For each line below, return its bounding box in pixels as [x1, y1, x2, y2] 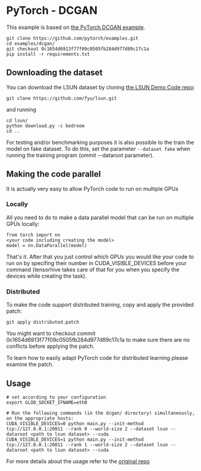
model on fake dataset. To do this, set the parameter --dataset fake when [6, 145, 191, 152]
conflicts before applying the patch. [6, 342, 95, 350]
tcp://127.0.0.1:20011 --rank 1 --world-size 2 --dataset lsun [6, 441, 169, 447]
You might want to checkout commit [6, 330, 96, 337]
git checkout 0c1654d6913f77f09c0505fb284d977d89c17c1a [6, 46, 149, 52]
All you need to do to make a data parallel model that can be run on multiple [6, 214, 194, 221]
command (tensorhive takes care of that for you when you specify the [6, 266, 179, 273]
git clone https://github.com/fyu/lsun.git [6, 95, 117, 101]
